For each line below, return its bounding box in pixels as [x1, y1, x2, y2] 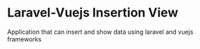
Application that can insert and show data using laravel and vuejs [7, 28, 194, 36]
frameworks [7, 35, 42, 43]
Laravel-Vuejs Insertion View [7, 5, 178, 21]
